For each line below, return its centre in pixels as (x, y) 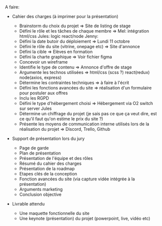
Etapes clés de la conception (48, 174)
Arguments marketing (41, 189)
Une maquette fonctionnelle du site (54, 213)
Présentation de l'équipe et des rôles (56, 158)
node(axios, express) (40, 78)
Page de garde (34, 148)
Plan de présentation (40, 153)
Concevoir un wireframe (43, 62)
